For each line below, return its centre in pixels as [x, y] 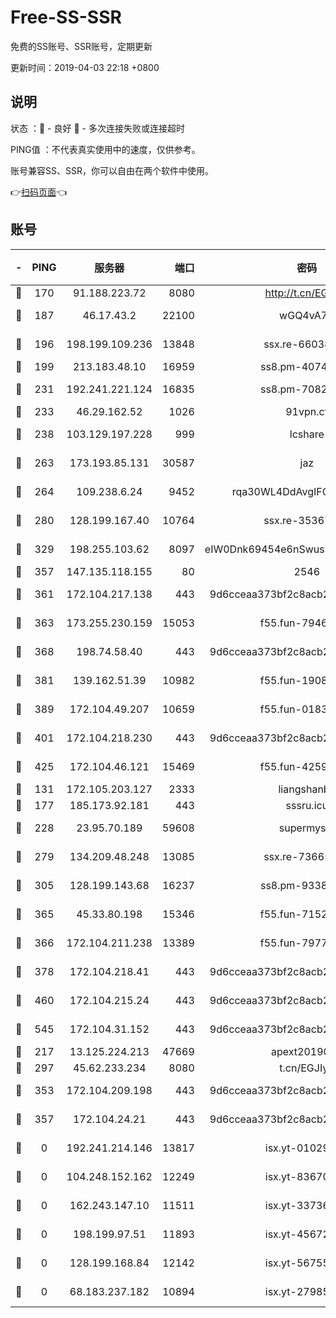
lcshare [307, 434]
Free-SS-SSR [66, 17]
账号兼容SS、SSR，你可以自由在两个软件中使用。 [112, 170]
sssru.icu [307, 805]
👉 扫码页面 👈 [39, 192]
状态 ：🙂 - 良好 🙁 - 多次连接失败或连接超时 [97, 128]
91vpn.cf [307, 411]
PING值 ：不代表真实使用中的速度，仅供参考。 [105, 149]
